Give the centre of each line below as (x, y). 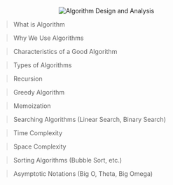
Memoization (32, 106)
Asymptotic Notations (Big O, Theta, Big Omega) (83, 174)
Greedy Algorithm (39, 92)
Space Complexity (40, 146)
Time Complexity (38, 133)
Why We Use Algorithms (48, 38)
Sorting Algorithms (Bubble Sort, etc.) (68, 160)
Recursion (28, 78)
